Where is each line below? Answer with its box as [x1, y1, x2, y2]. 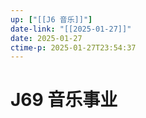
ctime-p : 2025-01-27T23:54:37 [10, 42, 137, 53]
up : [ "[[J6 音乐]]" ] [10, 14, 93, 25]
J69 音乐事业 [10, 89, 118, 111]
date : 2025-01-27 [10, 33, 83, 43]
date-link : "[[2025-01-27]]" [10, 24, 132, 34]
